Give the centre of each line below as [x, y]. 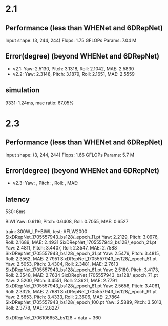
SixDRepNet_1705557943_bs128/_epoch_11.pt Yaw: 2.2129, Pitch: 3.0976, [82, 237]
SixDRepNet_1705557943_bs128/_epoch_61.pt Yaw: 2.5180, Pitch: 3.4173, [82, 270]
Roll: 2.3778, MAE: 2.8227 [33, 308]
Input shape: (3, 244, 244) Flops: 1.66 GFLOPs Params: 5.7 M [70, 155]
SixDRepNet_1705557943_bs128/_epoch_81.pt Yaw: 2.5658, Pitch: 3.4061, [83, 286]
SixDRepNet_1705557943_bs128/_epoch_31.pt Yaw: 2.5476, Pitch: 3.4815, [83, 253]
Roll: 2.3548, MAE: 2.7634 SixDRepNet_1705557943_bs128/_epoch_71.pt [82, 275]
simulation [23, 90]
